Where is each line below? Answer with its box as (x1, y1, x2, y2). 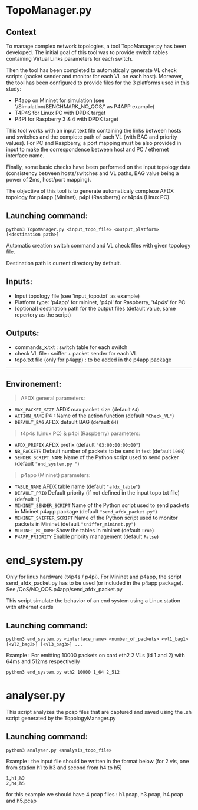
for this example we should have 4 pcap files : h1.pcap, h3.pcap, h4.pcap (6, 791, 184, 798)
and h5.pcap (6, 797, 37, 804)
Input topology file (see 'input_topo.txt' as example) (14, 292, 140, 299)
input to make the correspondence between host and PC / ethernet (6, 146, 169, 153)
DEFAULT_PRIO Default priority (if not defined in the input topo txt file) (14, 489, 180, 496)
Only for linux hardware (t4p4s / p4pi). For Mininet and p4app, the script (6, 573, 182, 581)
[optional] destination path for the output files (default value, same (14, 305, 176, 312)
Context (6, 27, 37, 37)
